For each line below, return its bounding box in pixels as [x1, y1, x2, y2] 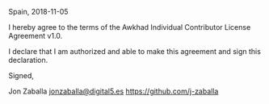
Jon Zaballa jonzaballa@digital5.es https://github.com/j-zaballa [8, 86, 219, 96]
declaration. [8, 56, 48, 64]
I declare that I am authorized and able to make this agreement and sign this [8, 47, 261, 56]
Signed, [8, 71, 34, 80]
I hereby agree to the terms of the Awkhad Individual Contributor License [8, 23, 251, 31]
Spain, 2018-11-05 [8, 7, 69, 16]
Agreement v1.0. [8, 31, 63, 40]
